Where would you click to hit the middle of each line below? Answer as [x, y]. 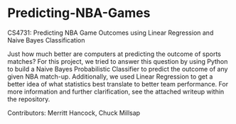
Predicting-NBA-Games [79, 13]
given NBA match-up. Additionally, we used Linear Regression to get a [110, 77]
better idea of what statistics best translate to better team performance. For [118, 84]
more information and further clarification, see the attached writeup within [116, 91]
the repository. [29, 99]
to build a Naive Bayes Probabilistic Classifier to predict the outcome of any [118, 69]
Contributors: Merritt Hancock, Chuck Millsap [74, 113]
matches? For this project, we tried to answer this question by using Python [118, 61]
